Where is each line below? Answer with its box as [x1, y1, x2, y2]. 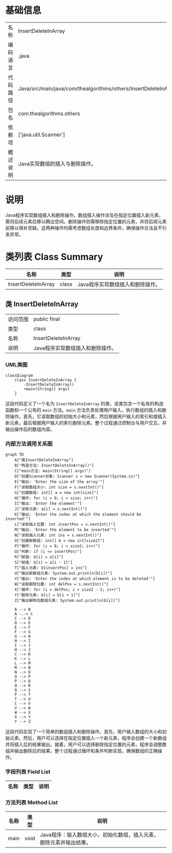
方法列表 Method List [5, 799, 58, 806]
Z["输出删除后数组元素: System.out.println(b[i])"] [14, 598, 120, 603]
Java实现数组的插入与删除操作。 [18, 160, 96, 167]
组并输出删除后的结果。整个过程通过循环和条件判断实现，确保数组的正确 [5, 748, 158, 754]
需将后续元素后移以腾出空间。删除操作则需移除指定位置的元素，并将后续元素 [5, 218, 167, 224]
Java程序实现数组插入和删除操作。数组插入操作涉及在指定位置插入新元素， [5, 212, 164, 218]
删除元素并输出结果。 [40, 839, 92, 846]
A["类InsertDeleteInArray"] [14, 458, 74, 463]
